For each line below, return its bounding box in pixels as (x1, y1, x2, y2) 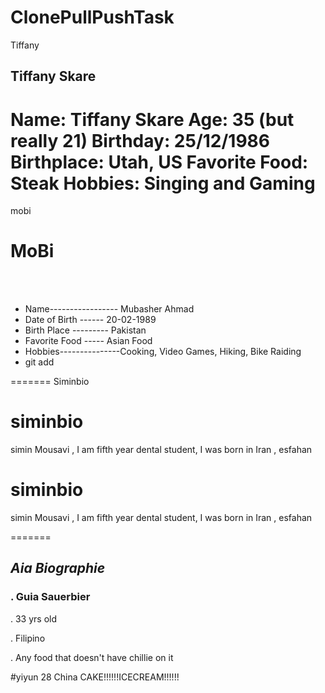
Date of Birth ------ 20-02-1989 (24, 314, 157, 326)
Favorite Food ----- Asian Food (24, 335, 153, 347)
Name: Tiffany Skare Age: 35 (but (10, 108, 295, 131)
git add (24, 356, 55, 368)
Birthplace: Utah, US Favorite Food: (10, 151, 309, 173)
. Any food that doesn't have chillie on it (10, 651, 174, 663)
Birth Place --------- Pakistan (24, 324, 147, 336)
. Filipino (10, 632, 46, 644)
